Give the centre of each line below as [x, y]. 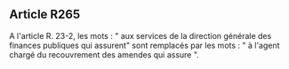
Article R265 [45, 15]
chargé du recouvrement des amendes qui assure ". [104, 54]
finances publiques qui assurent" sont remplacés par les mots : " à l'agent [144, 45]
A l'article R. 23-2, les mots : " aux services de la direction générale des [140, 35]
